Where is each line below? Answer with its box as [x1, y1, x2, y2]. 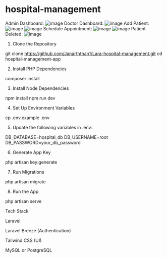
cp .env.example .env [5, 115, 49, 121]
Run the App [12, 188, 39, 194]
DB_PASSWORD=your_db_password [5, 139, 81, 145]
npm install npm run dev [5, 95, 55, 101]
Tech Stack [5, 208, 29, 214]
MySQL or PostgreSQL [5, 247, 52, 253]
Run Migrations [12, 169, 44, 175]
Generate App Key [12, 149, 51, 155]
